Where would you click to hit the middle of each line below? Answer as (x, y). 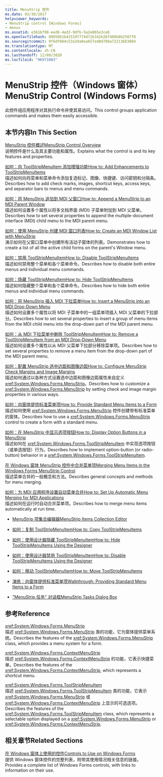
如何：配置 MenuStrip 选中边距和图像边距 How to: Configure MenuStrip (76, 366)
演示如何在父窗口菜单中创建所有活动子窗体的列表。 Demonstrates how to (78, 242)
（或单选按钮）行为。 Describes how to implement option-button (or (73, 450)
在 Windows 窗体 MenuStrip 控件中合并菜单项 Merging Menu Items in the (77, 465)
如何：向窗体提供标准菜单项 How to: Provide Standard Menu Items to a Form (81, 404)
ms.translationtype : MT (29, 46)
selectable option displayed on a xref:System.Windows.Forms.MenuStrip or (81, 719)
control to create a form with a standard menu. (52, 422)
